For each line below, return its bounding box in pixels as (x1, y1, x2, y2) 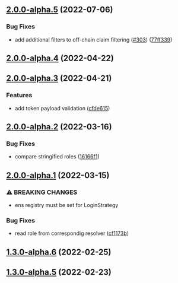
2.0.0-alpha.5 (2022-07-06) (6, 5, 113, 15)
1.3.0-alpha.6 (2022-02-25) (6, 247, 112, 257)
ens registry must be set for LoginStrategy (14, 202, 119, 209)
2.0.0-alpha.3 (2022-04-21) (6, 74, 112, 84)
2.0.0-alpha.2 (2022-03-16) (6, 122, 112, 132)
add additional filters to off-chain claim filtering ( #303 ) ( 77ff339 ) (14, 36, 173, 43)
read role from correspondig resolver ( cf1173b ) (14, 230, 129, 237)
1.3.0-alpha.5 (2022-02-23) (6, 267, 112, 278)
